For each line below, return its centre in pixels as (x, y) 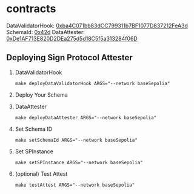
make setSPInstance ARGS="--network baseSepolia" (79, 162)
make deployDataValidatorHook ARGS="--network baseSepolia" (92, 83)
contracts (31, 9)
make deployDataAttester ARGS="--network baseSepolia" (86, 117)
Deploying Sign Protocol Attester (70, 57)
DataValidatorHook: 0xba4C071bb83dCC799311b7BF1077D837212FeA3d (97, 26)
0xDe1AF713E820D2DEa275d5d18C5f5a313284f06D (72, 38)
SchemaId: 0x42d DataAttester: (45, 32)
